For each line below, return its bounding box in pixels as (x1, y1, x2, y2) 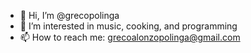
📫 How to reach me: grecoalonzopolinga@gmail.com (19, 31, 241, 43)
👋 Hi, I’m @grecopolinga (19, 10, 120, 21)
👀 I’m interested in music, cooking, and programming (19, 20, 238, 32)
